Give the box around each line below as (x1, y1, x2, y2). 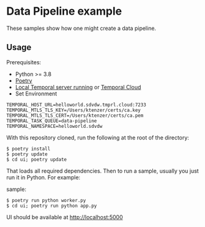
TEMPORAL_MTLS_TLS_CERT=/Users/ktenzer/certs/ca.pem (6, 112, 144, 119)
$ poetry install (6, 146, 51, 152)
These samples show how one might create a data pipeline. (6, 24, 157, 32)
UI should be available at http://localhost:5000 (6, 213, 124, 221)
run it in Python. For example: (6, 173, 81, 181)
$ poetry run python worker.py (6, 197, 86, 203)
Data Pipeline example (6, 4, 122, 18)
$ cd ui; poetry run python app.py (6, 203, 97, 209)
